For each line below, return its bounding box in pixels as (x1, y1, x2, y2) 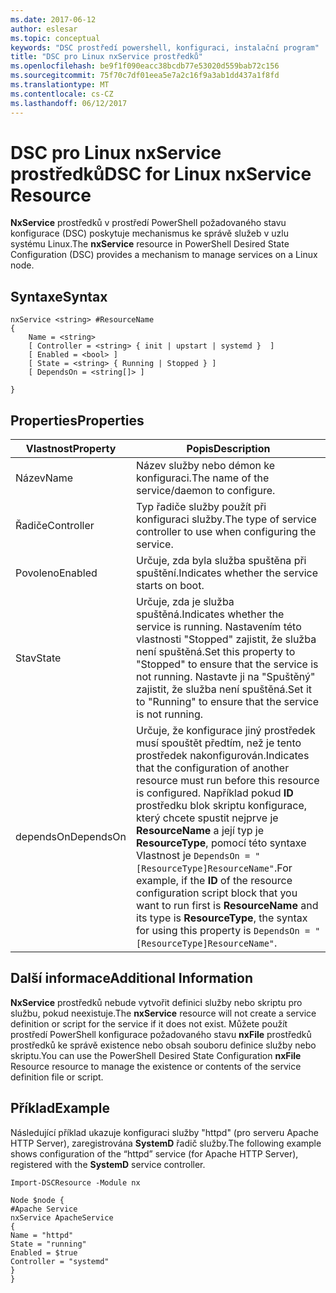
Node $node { (10, 1195, 65, 1205)
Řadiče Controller (15, 519, 95, 533)
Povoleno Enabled (15, 566, 98, 580)
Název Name (15, 471, 74, 485)
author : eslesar (10, 24, 78, 34)
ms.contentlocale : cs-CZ (10, 89, 114, 99)
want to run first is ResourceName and (136, 899, 319, 913)
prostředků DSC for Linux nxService (10, 162, 312, 185)
